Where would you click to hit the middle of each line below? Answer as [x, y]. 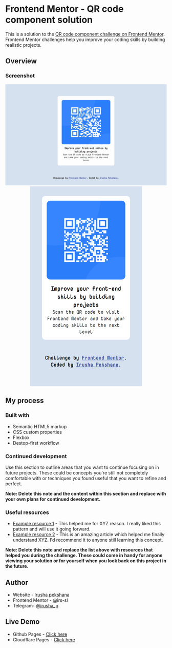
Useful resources [27, 512]
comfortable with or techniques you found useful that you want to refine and [86, 478]
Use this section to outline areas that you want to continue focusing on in [82, 467]
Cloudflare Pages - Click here [44, 639]
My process [25, 401]
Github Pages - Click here [40, 634]
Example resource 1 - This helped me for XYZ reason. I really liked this [87, 524]
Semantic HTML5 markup [40, 426]
